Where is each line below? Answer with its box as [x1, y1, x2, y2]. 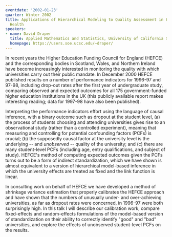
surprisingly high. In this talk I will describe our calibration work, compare [5, 205, 160, 211]
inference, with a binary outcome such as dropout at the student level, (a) [5, 114, 160, 120]
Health [10, 21, 24, 27]
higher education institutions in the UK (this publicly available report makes [5, 93, 164, 99]
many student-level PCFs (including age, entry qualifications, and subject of [5, 146, 165, 153]
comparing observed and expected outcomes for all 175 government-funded [5, 88, 167, 94]
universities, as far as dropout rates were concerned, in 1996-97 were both [5, 200, 163, 206]
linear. [5, 174, 18, 180]
